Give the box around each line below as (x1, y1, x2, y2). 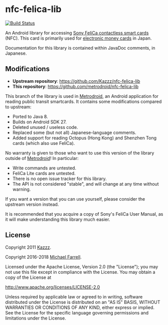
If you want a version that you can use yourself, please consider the (5, 196, 145, 202)
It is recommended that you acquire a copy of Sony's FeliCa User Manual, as (5, 211, 163, 217)
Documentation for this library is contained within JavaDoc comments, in (5, 45, 155, 51)
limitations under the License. (5, 315, 66, 321)
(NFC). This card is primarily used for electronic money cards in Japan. (5, 35, 152, 41)
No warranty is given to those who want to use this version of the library (5, 149, 154, 156)
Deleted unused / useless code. (12, 124, 78, 130)
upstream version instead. (5, 201, 59, 207)
